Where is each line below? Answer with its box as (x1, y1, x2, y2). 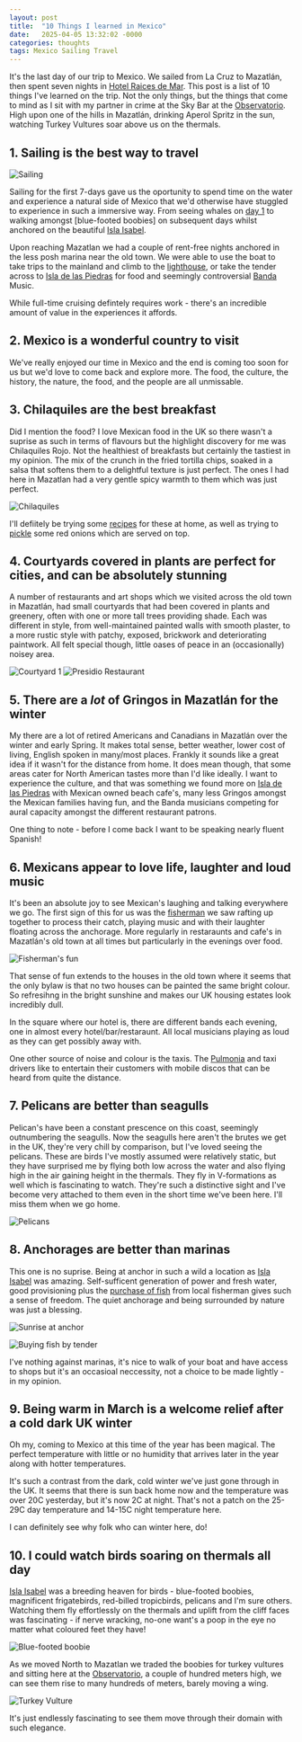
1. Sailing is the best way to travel (9, 145, 200, 160)
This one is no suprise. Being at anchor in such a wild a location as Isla (9, 1266, 271, 1276)
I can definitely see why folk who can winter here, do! (9, 1522, 208, 1533)
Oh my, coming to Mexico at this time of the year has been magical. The (9, 1439, 276, 1450)
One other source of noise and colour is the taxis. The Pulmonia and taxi (9, 1053, 277, 1063)
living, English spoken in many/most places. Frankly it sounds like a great (9, 750, 280, 760)
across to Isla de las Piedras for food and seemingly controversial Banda (9, 271, 277, 281)
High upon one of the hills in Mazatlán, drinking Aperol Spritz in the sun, (9, 110, 276, 120)
